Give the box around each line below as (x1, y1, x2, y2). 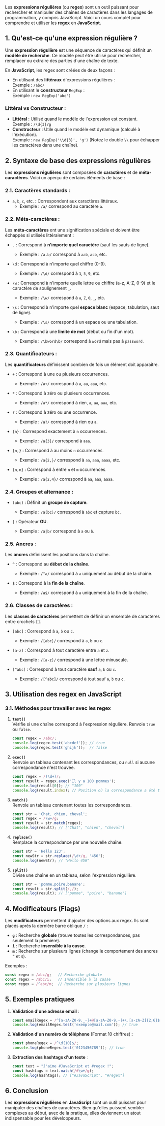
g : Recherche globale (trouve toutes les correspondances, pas (12, 932, 140, 938)
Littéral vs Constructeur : (5, 104, 66, 111)
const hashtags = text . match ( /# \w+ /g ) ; (12, 1068, 94, 1073)
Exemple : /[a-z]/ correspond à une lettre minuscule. (19, 657, 128, 662)
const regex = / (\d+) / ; (12, 774, 61, 779)
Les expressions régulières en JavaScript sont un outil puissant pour (5, 1099, 146, 1105)
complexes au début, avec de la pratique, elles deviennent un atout (5, 1110, 141, 1116)
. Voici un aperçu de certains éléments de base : (27, 174, 125, 180)
